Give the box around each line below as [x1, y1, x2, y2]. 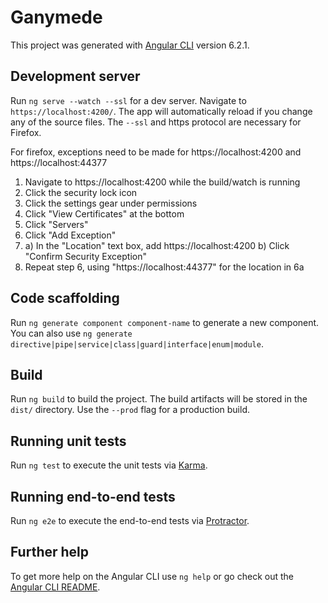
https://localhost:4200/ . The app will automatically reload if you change [10, 105, 313, 117]
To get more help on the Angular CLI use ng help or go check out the [10, 570, 294, 582]
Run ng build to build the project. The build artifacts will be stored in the [10, 393, 308, 405]
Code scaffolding [10, 290, 120, 307]
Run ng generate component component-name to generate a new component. [10, 316, 320, 328]
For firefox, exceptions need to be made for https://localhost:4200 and [10, 146, 302, 158]
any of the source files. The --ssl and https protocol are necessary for [10, 116, 302, 128]
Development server [10, 68, 141, 85]
